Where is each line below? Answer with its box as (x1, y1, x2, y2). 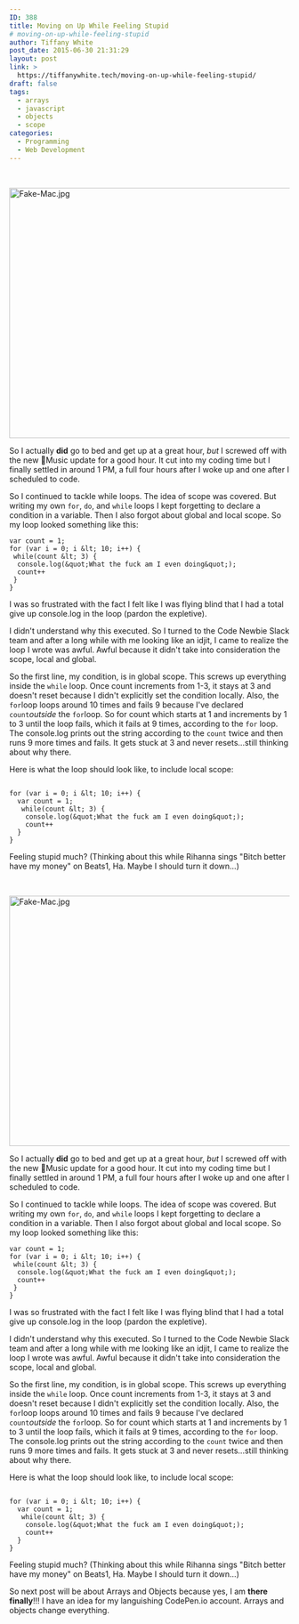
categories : (9, 129, 53, 138)
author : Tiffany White (9, 37, 93, 47)
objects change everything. (9, 1604, 109, 1615)
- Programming (17, 137, 69, 146)
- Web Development (17, 145, 86, 154)
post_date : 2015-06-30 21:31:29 (9, 46, 129, 55)
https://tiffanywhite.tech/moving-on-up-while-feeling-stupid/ (17, 71, 256, 80)
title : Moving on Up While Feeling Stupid (9, 21, 169, 30)
